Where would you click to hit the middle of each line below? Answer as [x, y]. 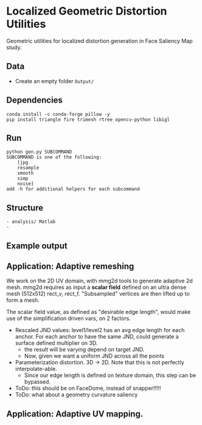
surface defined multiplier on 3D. [56, 343]
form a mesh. [23, 300]
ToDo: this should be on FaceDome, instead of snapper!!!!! [88, 388]
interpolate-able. [36, 369]
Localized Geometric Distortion [87, 11]
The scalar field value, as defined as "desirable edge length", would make [99, 312]
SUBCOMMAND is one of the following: [54, 157]
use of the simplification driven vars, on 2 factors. [68, 318]
